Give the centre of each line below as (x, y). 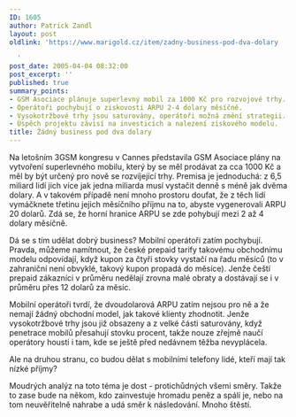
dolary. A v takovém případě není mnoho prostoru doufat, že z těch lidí (137, 195)
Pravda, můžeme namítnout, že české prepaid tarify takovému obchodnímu (146, 250)
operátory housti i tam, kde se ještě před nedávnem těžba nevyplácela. (138, 342)
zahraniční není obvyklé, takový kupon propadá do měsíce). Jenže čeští (140, 268)
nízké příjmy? (33, 369)
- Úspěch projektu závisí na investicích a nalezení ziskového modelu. (144, 124)
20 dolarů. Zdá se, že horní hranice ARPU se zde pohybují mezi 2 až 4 (137, 214)
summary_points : (39, 91)
